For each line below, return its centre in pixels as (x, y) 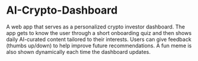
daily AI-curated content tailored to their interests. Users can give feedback (99, 39)
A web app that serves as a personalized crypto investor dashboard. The (96, 27)
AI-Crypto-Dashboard (62, 10)
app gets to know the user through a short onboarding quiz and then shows (99, 33)
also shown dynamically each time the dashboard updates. (78, 52)
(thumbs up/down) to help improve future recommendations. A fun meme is (99, 46)
